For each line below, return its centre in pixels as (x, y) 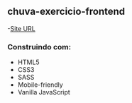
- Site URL (21, 28)
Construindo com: (39, 47)
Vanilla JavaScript (44, 92)
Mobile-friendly (40, 85)
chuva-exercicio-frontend (66, 12)
